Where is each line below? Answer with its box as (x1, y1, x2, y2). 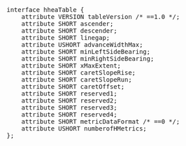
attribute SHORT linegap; (21, 34, 110, 41)
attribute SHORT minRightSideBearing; (21, 55, 155, 62)
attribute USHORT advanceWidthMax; (21, 41, 143, 48)
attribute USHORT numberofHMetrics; (21, 125, 148, 132)
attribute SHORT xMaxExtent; (21, 62, 122, 69)
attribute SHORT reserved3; (21, 104, 117, 111)
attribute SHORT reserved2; (21, 97, 117, 104)
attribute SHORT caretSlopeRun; (21, 76, 132, 83)
